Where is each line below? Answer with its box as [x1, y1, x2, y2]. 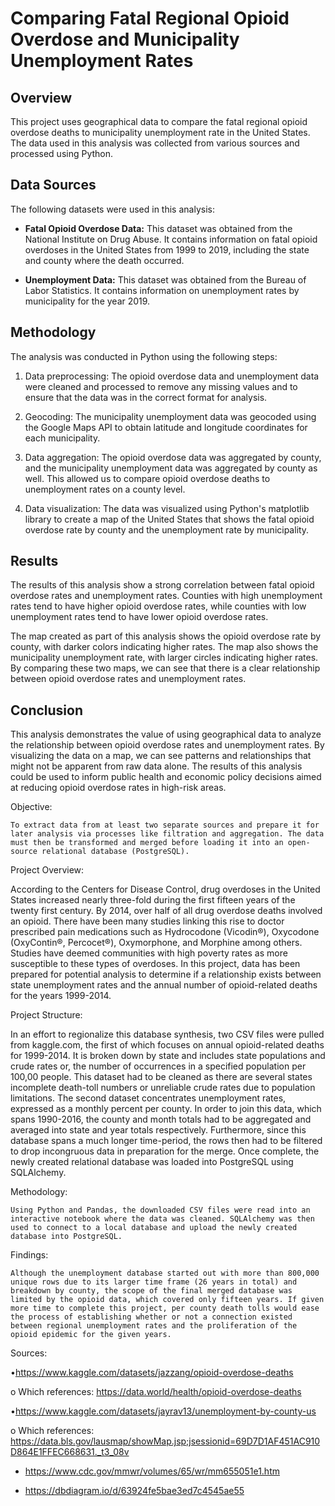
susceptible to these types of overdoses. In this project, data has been [10, 958, 301, 970]
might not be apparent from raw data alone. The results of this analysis [10, 760, 303, 772]
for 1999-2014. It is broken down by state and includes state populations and [10, 1050, 326, 1062]
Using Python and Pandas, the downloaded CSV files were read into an [10, 1205, 311, 1216]
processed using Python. [10, 148, 114, 159]
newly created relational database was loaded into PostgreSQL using [10, 1156, 294, 1168]
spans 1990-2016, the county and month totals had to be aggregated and [10, 1113, 312, 1126]
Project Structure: [10, 1009, 83, 1021]
